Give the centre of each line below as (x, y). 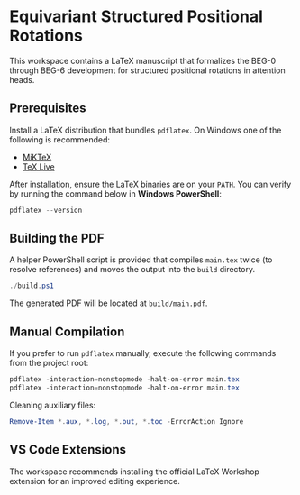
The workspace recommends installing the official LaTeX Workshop (134, 472)
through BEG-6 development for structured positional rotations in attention (147, 70)
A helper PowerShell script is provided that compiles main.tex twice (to (141, 260)
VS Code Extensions (68, 449)
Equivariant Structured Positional (136, 17)
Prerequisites (48, 109)
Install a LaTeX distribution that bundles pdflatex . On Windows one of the (145, 130)
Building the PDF (57, 238)
